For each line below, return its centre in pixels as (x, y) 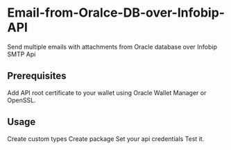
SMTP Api (22, 54)
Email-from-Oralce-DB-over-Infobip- (116, 13)
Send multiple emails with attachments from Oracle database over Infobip (112, 47)
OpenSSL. (22, 100)
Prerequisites (37, 76)
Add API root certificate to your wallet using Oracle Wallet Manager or (107, 92)
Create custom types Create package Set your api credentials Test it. (106, 139)
